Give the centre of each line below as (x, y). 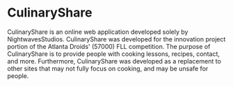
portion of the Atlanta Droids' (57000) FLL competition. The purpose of (109, 46)
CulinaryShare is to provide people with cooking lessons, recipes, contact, (114, 54)
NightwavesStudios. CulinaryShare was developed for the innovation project (116, 39)
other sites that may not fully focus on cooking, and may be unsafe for (108, 68)
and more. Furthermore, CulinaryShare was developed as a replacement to (114, 61)
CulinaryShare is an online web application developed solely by (98, 32)
